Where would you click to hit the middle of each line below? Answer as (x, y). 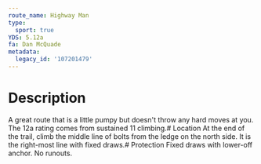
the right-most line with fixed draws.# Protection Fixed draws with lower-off (130, 144)
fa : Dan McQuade (34, 45)
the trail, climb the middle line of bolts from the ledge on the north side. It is (130, 136)
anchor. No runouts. (40, 153)
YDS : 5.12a (26, 37)
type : (17, 23)
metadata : (24, 52)
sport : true (35, 30)
